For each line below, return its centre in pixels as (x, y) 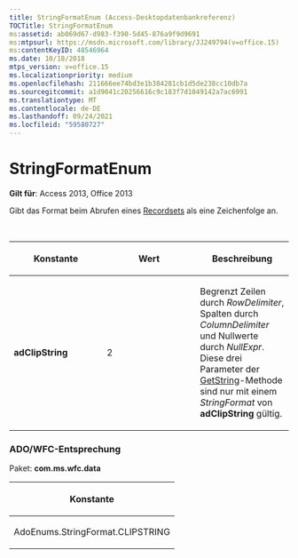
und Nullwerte (229, 336)
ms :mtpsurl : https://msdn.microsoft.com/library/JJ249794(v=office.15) (144, 42)
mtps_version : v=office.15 (59, 68)
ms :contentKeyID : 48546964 (59, 51)
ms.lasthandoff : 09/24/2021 (61, 116)
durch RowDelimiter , (242, 302)
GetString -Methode (241, 380)
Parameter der (230, 369)
